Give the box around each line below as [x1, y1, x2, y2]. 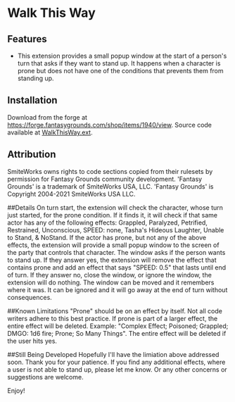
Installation [7, 94, 58, 106]
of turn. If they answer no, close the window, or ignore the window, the [7, 270, 212, 279]
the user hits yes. [7, 337, 58, 345]
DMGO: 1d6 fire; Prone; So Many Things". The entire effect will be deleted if [7, 329, 227, 337]
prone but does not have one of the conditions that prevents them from [17, 67, 224, 75]
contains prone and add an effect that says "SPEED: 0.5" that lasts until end [7, 263, 227, 272]
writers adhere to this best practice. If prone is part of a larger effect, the [7, 314, 218, 322]
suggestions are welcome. [7, 372, 84, 381]
